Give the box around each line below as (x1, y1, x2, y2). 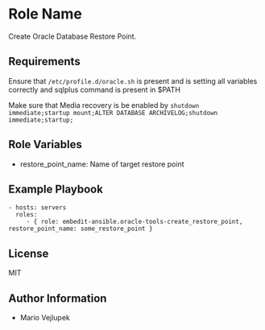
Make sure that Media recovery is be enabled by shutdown (8, 100, 200, 109)
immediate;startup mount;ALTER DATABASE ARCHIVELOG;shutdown (8, 109, 218, 117)
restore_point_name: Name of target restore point (19, 159, 184, 169)
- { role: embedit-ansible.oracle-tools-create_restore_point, (26, 218, 243, 226)
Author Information (8, 291, 107, 305)
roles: (15, 211, 38, 219)
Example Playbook (8, 182, 103, 196)
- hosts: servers (8, 204, 67, 212)
